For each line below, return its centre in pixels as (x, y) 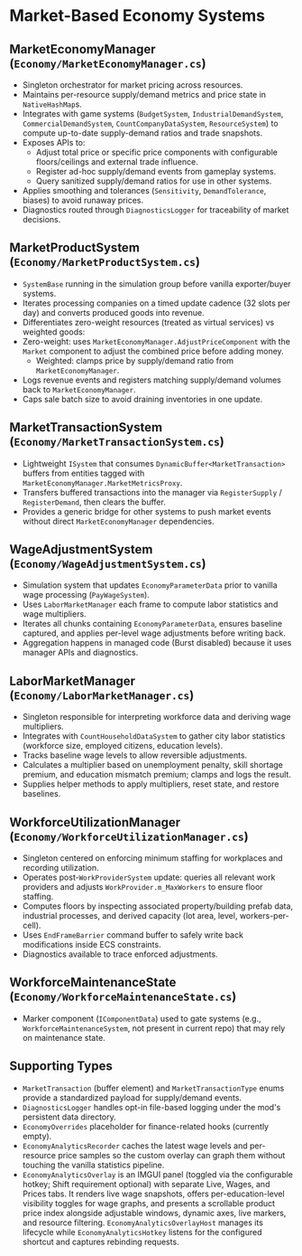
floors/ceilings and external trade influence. (117, 162)
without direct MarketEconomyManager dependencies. (118, 521)
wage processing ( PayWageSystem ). (86, 595)
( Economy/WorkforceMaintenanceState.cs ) (123, 997)
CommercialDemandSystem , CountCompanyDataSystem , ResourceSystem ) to (150, 123)
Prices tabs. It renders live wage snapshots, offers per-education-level (154, 1194)
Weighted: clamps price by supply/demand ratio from (135, 360)
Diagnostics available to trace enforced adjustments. (120, 954)
